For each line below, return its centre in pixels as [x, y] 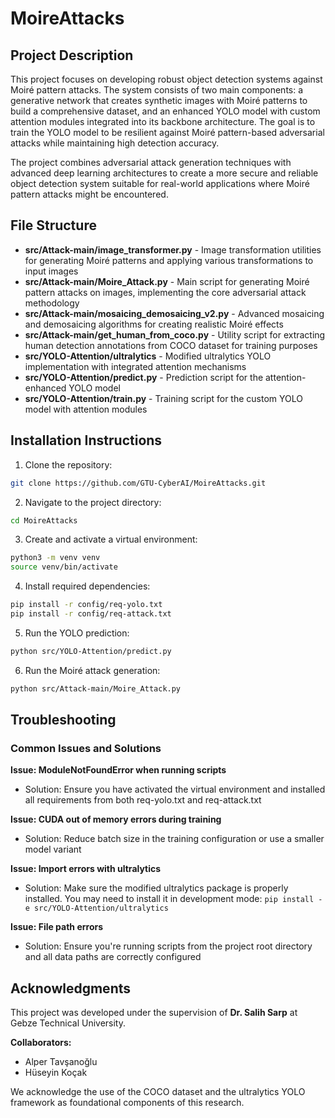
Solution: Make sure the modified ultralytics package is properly [156, 888]
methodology [52, 303]
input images [51, 271]
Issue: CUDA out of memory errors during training [116, 819]
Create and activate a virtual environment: [111, 539]
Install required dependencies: [87, 586]
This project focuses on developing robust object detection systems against [166, 79]
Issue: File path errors [57, 927]
